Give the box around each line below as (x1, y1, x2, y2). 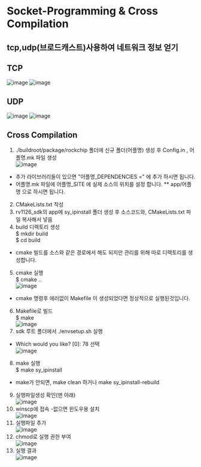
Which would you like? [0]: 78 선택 (15, 340, 100, 348)
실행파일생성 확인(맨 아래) (15, 391, 76, 399)
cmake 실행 (15, 269, 44, 277)
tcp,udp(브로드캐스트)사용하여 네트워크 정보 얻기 (7, 42, 179, 52)
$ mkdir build (15, 230, 48, 238)
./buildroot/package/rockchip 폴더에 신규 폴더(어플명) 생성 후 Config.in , (15, 146, 188, 154)
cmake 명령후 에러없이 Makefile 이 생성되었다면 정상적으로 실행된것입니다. (15, 295, 191, 302)
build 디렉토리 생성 (15, 223, 60, 230)
